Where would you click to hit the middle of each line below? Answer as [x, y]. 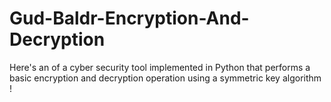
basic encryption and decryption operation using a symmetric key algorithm [165, 78]
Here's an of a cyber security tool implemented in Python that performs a [160, 67]
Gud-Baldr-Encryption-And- [129, 18]
